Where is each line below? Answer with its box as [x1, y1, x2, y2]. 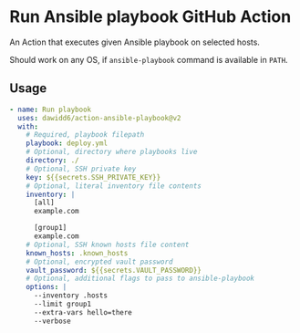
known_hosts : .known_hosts [26, 248, 129, 257]
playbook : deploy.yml [26, 139, 108, 148]
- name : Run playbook [9, 105, 92, 114]
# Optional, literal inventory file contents [26, 181, 202, 191]
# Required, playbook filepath [26, 130, 145, 140]
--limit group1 [33, 299, 92, 308]
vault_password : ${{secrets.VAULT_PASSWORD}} [26, 265, 202, 275]
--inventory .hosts [33, 291, 108, 300]
